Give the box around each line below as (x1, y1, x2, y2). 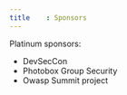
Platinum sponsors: (9, 38, 82, 49)
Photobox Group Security (22, 65, 118, 76)
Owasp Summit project (22, 74, 109, 86)
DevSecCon (22, 55, 68, 66)
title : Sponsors (9, 13, 88, 23)
